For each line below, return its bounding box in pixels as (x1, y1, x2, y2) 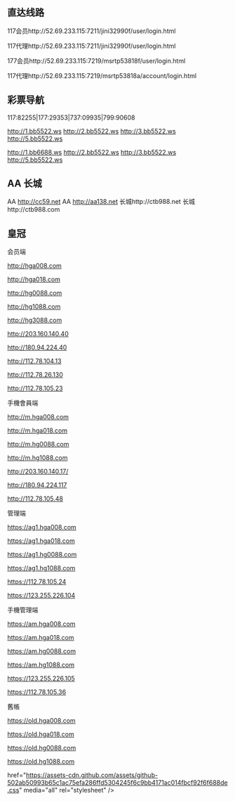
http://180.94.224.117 (7, 481, 67, 489)
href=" (7, 771, 27, 779)
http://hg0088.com (7, 289, 62, 297)
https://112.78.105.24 (7, 577, 67, 586)
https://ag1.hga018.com (7, 537, 75, 545)
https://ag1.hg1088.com (7, 564, 76, 572)
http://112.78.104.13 (7, 357, 62, 366)
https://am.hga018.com (7, 634, 74, 642)
